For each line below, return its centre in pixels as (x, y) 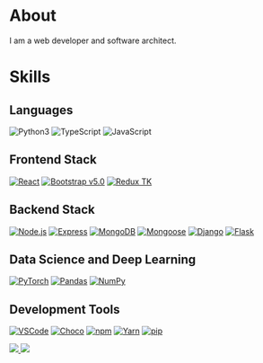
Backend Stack (53, 210)
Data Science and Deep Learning (103, 259)
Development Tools (65, 310)
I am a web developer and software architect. (93, 40)
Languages (41, 110)
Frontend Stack (53, 159)
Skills (30, 77)
